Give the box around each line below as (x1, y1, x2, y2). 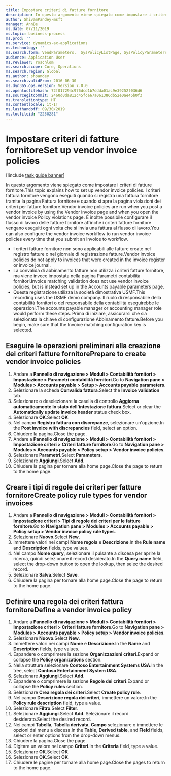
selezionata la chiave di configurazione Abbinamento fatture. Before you (13, 316, 163, 322)
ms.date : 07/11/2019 (6, 26, 50, 32)
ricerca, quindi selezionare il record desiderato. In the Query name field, (13, 556, 163, 562)
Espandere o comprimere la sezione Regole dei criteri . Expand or (13, 678, 149, 684)
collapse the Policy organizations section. (13, 657, 102, 663)
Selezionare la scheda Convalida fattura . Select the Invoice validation (13, 387, 160, 393)
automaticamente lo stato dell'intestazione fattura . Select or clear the (13, 403, 161, 410)
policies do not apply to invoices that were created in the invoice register (13, 256, 165, 263)
